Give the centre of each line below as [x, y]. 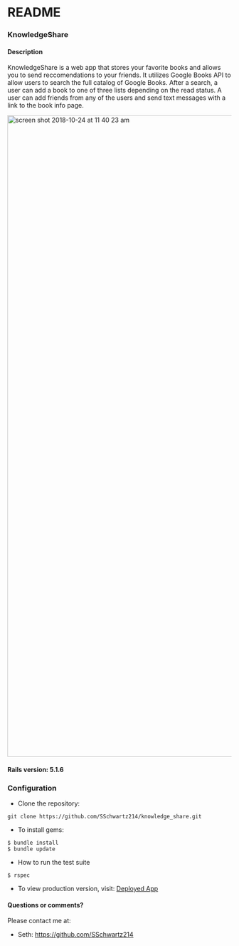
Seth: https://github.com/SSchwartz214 [75, 935]
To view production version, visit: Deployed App [88, 889]
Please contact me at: [39, 921]
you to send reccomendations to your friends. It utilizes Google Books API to [119, 75]
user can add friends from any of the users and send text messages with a [117, 98]
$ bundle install [33, 843]
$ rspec [19, 875]
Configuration [32, 788]
